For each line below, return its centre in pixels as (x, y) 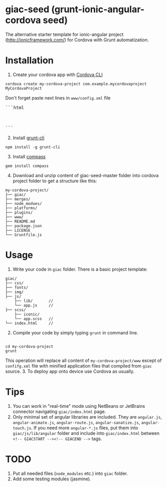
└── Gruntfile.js (24, 235)
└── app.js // (34, 305)
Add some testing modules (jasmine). (52, 479)
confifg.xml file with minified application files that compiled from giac (79, 366)
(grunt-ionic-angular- (98, 9)
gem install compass (27, 166)
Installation (30, 60)
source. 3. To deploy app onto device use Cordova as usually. (70, 371)
